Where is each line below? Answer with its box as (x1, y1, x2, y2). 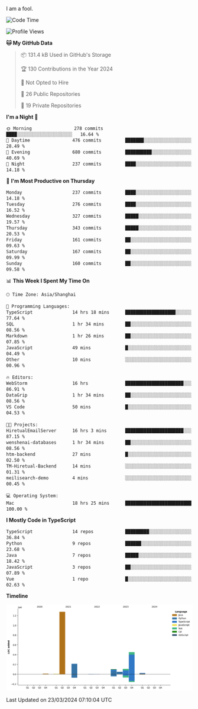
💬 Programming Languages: (6, 304, 70, 310)
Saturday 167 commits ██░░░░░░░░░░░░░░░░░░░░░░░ (6, 249, 192, 254)
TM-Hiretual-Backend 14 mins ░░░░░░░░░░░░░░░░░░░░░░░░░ (6, 463, 192, 469)
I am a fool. (6, 5, 34, 12)
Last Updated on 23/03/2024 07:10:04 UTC (6, 696, 112, 703)
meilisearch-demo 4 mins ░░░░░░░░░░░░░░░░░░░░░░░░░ (6, 475, 192, 481)
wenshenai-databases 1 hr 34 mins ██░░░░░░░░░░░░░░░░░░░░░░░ (6, 440, 192, 446)
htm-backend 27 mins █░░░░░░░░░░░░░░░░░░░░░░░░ (6, 452, 192, 457)
